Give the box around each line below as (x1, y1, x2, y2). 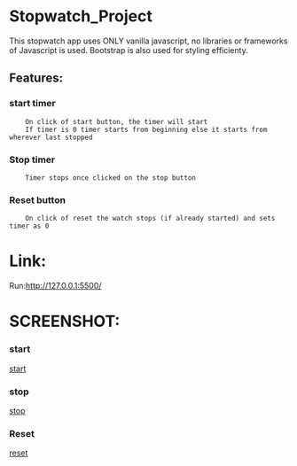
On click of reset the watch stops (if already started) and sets (25, 214, 276, 223)
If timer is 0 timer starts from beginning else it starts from (25, 125, 268, 134)
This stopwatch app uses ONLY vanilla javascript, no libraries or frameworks (9, 35, 288, 46)
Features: (9, 71, 64, 86)
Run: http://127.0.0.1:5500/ (9, 281, 102, 291)
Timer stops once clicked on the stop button (25, 173, 197, 183)
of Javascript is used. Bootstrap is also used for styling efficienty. (9, 44, 248, 55)
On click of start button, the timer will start (25, 117, 208, 126)
